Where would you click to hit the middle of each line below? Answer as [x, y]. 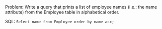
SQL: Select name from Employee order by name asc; [60, 22]
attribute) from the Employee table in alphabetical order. [62, 12]
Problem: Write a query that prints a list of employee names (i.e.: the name [81, 7]
